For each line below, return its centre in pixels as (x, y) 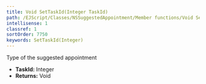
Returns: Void (33, 76)
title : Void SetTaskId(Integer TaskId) (57, 12)
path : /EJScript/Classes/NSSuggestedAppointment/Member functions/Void (100, 18)
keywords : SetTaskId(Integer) (45, 40)
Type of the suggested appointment (51, 58)
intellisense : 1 (27, 23)
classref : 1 (21, 29)
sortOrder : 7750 (27, 35)
